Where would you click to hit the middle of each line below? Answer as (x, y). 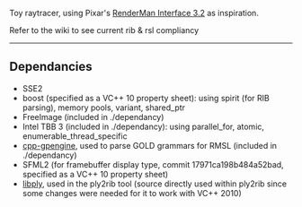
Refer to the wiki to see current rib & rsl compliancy (104, 30)
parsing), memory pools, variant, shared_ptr (104, 108)
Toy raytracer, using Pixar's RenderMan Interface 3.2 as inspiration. (134, 13)
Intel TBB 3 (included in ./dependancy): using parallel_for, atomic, (143, 126)
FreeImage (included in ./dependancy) (93, 116)
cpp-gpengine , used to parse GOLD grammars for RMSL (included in (149, 145)
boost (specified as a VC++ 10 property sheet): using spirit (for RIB (146, 98)
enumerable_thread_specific (75, 136)
